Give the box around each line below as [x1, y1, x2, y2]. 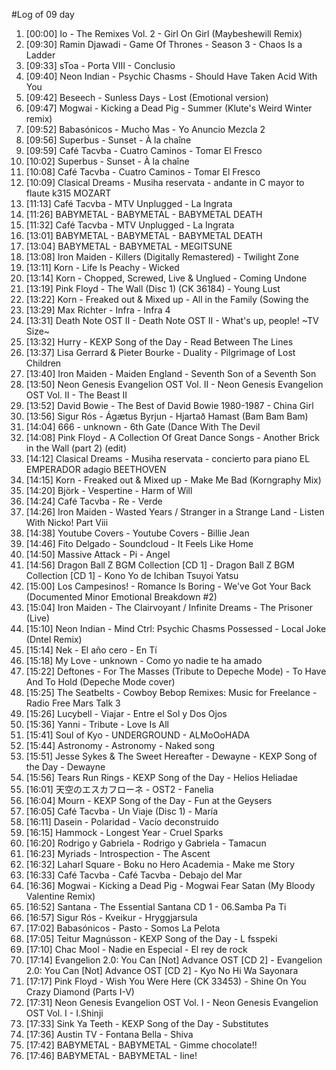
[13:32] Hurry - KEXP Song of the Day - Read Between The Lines [25, 336, 294, 348]
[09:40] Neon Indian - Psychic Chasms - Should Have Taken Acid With [25, 70, 318, 82]
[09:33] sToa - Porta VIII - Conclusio [25, 60, 176, 71]
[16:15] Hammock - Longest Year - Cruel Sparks [25, 827, 224, 838]
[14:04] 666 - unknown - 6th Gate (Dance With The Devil [25, 421, 261, 433]
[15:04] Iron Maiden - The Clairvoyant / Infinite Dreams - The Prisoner [25, 602, 314, 613]
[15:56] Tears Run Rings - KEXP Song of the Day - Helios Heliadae [25, 772, 298, 783]
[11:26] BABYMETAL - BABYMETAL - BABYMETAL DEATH [25, 209, 263, 220]
